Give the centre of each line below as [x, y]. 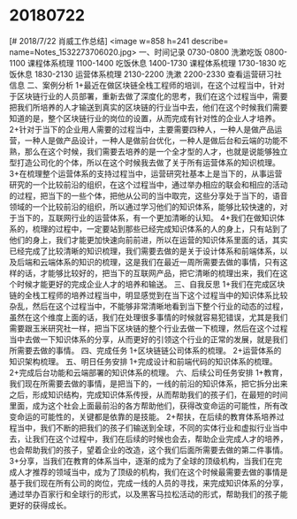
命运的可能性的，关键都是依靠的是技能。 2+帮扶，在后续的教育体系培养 [146, 416]
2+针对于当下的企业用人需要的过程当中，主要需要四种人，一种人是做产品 [142, 129]
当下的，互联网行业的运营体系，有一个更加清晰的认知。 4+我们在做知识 [147, 218]
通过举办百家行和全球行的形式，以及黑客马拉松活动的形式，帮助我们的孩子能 [148, 494]
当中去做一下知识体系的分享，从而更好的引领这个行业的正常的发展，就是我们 [148, 339]
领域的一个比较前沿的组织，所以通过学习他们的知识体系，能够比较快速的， [145, 206]
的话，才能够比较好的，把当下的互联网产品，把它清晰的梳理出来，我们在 [148, 273]
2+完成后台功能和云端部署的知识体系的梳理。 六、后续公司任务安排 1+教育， [148, 372]
